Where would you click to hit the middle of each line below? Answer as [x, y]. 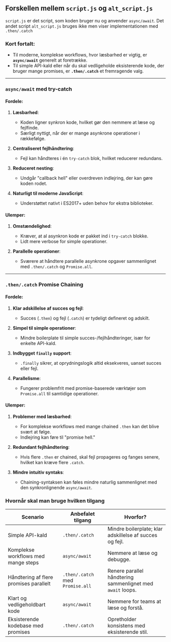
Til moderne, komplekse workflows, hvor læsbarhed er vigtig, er [80, 55]
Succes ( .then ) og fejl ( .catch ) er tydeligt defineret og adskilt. [85, 318]
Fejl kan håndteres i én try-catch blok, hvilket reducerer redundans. [91, 158]
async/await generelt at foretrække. [50, 60]
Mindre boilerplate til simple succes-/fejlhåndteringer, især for [85, 338]
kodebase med [26, 626]
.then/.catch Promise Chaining [44, 285]
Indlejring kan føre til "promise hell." [58, 437]
